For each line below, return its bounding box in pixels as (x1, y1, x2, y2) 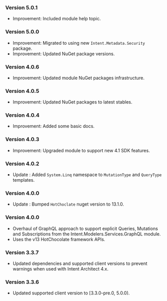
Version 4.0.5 (5, 87, 39, 94)
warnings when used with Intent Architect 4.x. (12, 265, 109, 272)
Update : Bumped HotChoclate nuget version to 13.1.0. (12, 201, 124, 207)
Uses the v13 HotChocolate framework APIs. (12, 236, 105, 242)
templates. (12, 177, 35, 183)
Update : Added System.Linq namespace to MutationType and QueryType (12, 172, 162, 178)
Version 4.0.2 (5, 160, 39, 167)
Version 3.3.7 (5, 249, 39, 256)
